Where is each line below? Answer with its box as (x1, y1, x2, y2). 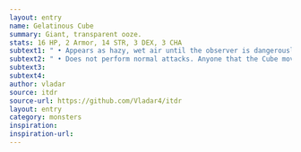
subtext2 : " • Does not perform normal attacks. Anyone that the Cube (9, 55, 279, 63)
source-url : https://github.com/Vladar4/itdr (9, 96, 182, 106)
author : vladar (9, 80, 66, 89)
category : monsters (9, 113, 82, 122)
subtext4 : (9, 72, 47, 80)
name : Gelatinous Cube (9, 21, 94, 30)
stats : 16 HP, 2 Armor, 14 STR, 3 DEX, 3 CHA (9, 38, 182, 47)
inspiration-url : (9, 130, 74, 139)
